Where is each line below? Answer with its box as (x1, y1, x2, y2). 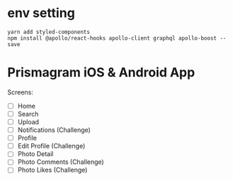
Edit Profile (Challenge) (17, 142, 86, 150)
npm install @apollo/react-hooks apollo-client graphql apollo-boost (7, 34, 217, 42)
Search (17, 109, 39, 118)
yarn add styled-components (7, 28, 91, 35)
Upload (17, 118, 40, 126)
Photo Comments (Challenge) (17, 158, 104, 166)
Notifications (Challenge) (17, 126, 91, 134)
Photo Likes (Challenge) (17, 165, 88, 175)
